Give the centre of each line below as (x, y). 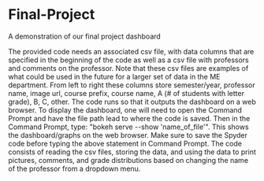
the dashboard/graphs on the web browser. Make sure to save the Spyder (128, 135)
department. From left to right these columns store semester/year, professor (132, 85)
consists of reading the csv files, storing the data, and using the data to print (132, 152)
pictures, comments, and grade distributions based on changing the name (128, 160)
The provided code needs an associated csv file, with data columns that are (131, 51)
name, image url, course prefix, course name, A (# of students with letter (126, 93)
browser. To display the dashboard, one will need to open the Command (125, 110)
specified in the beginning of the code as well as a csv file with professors (129, 60)
